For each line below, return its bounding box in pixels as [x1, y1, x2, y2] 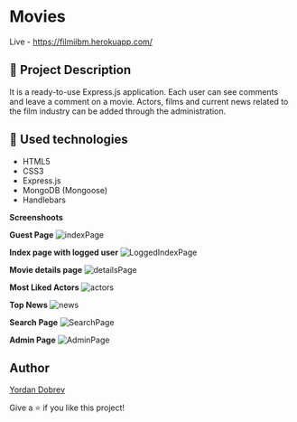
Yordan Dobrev [9, 384, 66, 395]
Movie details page [9, 264, 83, 275]
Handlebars [22, 194, 66, 205]
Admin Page [9, 334, 56, 345]
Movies [9, 6, 66, 27]
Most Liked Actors [9, 282, 79, 293]
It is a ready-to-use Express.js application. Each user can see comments [9, 86, 278, 97]
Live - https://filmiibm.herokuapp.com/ [9, 36, 153, 47]
